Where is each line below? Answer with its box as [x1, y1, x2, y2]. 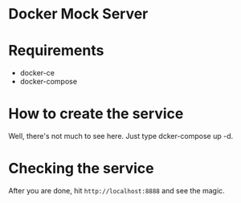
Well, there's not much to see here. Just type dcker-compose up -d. [8, 132, 234, 141]
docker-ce [19, 68, 55, 78]
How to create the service [8, 105, 184, 123]
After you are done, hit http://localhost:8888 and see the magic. [8, 186, 225, 195]
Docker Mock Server [8, 5, 149, 23]
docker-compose [19, 77, 78, 87]
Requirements [8, 42, 104, 60]
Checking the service [8, 160, 154, 177]
